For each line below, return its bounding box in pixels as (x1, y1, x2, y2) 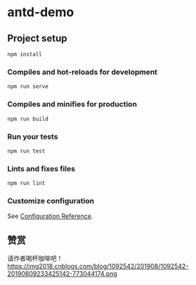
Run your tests (7, 132, 58, 141)
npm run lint (7, 180, 46, 187)
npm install (7, 51, 42, 58)
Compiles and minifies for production (7, 99, 137, 109)
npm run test (7, 147, 46, 155)
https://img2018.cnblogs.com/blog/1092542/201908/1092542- (7, 262, 189, 271)
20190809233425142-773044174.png (7, 270, 117, 278)
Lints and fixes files (7, 163, 76, 173)
